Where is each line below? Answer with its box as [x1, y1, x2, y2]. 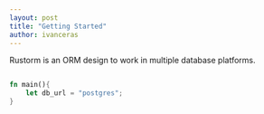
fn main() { [9, 81, 51, 90]
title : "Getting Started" [9, 22, 107, 31]
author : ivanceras [9, 30, 79, 39]
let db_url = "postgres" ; [25, 89, 124, 98]
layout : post [9, 13, 59, 23]
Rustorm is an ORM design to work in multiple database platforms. [9, 55, 256, 66]
